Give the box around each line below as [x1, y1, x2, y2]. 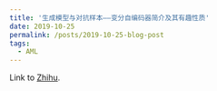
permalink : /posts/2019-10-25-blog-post [9, 30, 165, 39]
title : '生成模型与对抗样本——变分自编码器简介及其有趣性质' [9, 13, 211, 23]
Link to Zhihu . [9, 72, 61, 83]
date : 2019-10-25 [9, 22, 75, 31]
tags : [9, 38, 30, 48]
